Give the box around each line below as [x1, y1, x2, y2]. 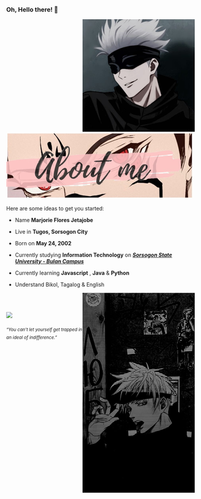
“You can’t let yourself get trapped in [6, 326, 83, 332]
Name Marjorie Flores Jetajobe [14, 216, 94, 224]
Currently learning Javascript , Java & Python [14, 269, 130, 276]
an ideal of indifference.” [6, 334, 57, 341]
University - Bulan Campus [14, 257, 84, 264]
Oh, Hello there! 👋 [6, 5, 59, 14]
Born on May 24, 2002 [14, 239, 72, 247]
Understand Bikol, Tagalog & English [14, 281, 105, 288]
